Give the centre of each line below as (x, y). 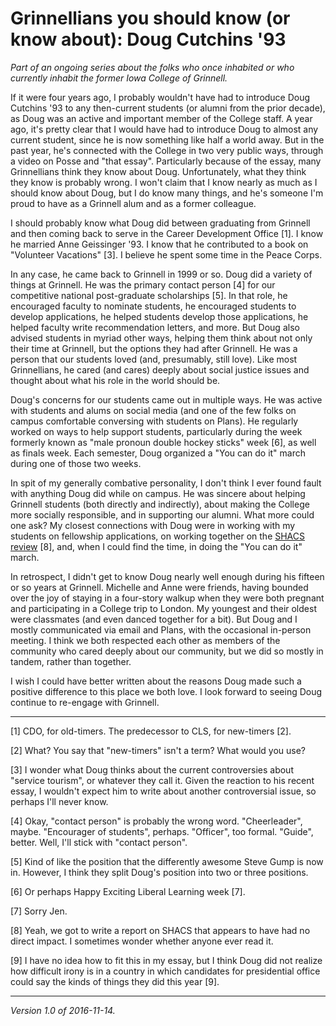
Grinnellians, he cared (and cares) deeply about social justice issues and (160, 369)
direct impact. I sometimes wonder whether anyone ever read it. (142, 941)
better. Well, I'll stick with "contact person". (99, 842)
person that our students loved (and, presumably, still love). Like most (154, 359)
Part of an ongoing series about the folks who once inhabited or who (152, 67)
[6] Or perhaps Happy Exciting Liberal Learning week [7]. (128, 891)
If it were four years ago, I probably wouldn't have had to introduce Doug (160, 97)
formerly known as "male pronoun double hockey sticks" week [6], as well (163, 442)
